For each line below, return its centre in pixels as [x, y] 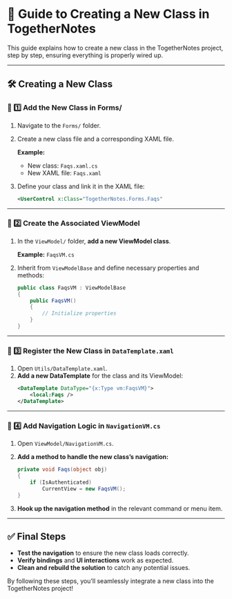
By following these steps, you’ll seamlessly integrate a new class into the [110, 581]
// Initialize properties [79, 313]
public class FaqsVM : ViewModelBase [71, 288]
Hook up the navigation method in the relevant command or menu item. [120, 508]
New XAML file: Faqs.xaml [64, 173]
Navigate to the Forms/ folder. [59, 125]
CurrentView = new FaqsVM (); [84, 489]
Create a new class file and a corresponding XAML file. [95, 139]
